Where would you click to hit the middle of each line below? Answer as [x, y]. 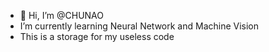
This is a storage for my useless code [97, 36]
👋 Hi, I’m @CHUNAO [62, 15]
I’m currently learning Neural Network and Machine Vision [139, 26]
